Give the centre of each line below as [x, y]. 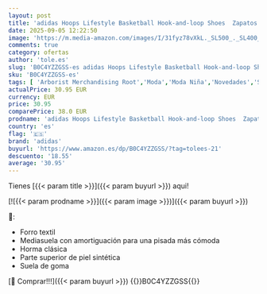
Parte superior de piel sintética [70, 257]
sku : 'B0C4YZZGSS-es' [44, 75]
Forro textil [37, 232]
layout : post [30, 15]
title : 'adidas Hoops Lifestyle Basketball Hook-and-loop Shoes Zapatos [133, 23]
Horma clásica [43, 249]
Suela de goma [44, 266]
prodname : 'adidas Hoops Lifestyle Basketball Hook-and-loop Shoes [122, 119]
